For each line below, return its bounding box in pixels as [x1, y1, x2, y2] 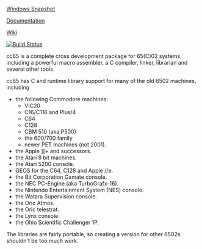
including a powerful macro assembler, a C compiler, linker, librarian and [6, 59, 188, 66]
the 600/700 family [24, 134, 73, 142]
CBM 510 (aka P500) [24, 128, 76, 135]
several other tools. [6, 65, 55, 73]
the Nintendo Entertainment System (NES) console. [15, 186, 145, 193]
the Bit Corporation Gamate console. [15, 173, 107, 181]
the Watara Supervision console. [15, 193, 98, 200]
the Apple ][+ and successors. [15, 148, 92, 154]
